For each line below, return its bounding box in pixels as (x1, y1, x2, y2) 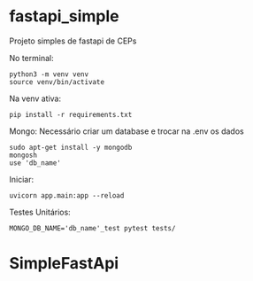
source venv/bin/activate (9, 77, 104, 86)
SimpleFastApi (9, 254, 119, 274)
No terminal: (9, 52, 55, 63)
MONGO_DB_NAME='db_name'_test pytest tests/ (9, 223, 176, 232)
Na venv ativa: (9, 93, 62, 104)
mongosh (9, 151, 38, 160)
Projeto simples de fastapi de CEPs (9, 35, 137, 46)
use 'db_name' (9, 158, 62, 168)
